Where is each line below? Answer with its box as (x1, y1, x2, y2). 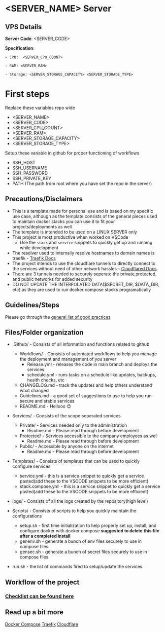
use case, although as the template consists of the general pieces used (12, 213, 157, 219)
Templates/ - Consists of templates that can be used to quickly (12, 458, 140, 464)
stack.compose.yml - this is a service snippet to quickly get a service (19, 483, 161, 489)
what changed (19, 388, 49, 394)
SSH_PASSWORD (12, 170, 48, 176)
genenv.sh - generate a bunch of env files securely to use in (19, 538, 142, 544)
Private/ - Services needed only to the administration (19, 422, 127, 428)
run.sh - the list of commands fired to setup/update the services (12, 563, 143, 570)
